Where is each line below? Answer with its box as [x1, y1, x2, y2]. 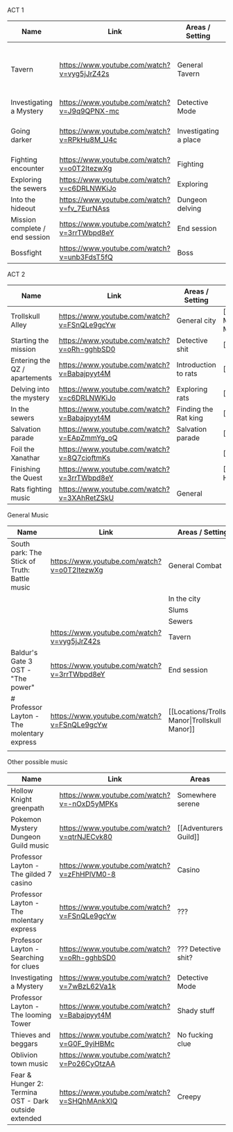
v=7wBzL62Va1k [59, 982, 116, 991]
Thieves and [10, 1030, 51, 1040]
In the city [168, 594, 201, 604]
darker [10, 135, 33, 145]
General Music [7, 511, 49, 519]
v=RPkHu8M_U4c [59, 135, 118, 145]
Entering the [10, 356, 51, 365]
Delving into [10, 385, 50, 394]
